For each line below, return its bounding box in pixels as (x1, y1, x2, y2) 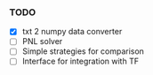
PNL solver (21, 36, 63, 47)
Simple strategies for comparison (21, 46, 145, 56)
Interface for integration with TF (21, 56, 140, 67)
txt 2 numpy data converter (21, 26, 123, 37)
